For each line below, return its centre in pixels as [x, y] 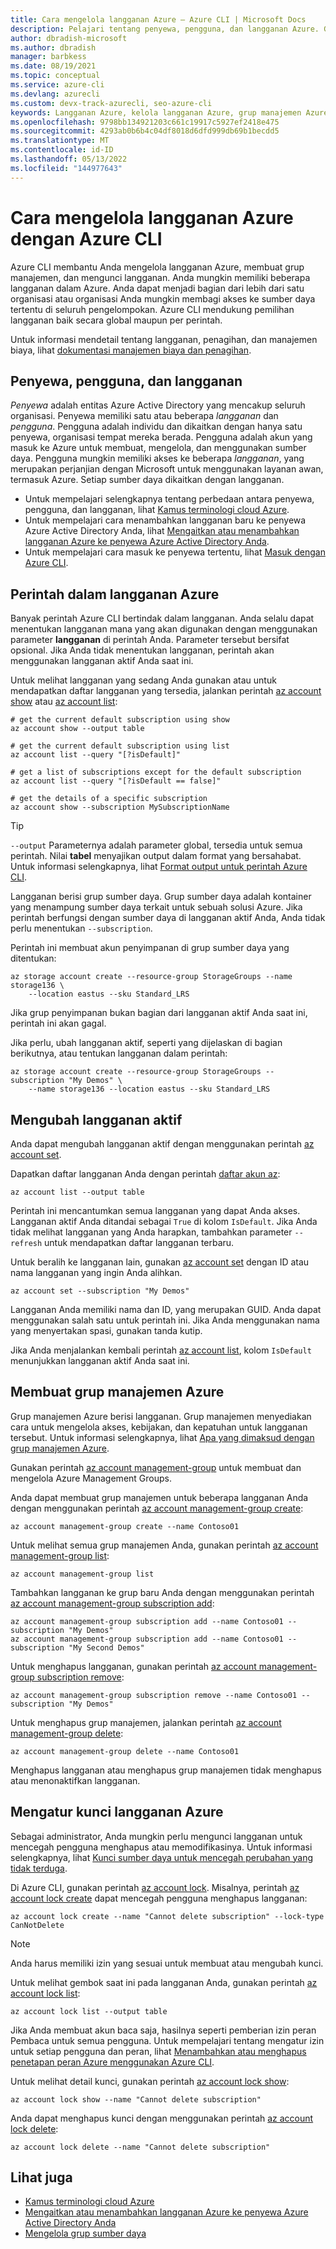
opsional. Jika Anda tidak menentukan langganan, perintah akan [142, 650]
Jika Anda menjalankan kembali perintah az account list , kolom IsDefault [161, 1350]
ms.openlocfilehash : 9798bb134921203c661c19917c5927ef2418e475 [145, 122]
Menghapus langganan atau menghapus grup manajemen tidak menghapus [166, 1770]
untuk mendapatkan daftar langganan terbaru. [139, 1242]
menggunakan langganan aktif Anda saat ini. [102, 661]
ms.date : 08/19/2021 [53, 66]
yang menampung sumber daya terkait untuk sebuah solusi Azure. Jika [156, 907]
